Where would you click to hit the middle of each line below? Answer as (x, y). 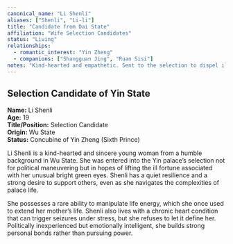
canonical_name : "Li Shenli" (49, 14)
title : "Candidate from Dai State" (59, 26)
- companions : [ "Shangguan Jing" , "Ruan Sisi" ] (84, 59)
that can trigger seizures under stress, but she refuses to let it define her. (112, 218)
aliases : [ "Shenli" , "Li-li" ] (51, 20)
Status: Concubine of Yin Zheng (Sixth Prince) (74, 140)
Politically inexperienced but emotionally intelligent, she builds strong (106, 226)
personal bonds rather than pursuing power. (70, 233)
